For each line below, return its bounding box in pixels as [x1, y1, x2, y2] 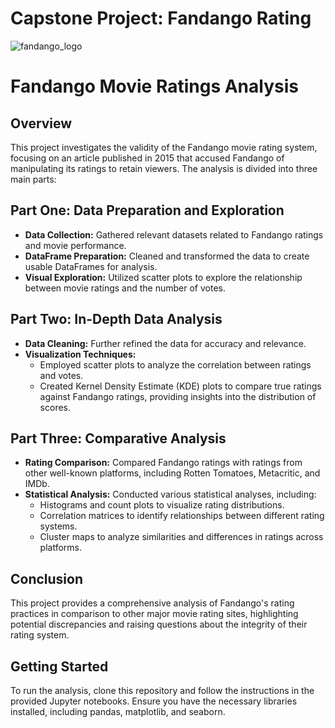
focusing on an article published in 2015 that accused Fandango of [10, 152, 285, 164]
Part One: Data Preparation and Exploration [10, 202, 285, 219]
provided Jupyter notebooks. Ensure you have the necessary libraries [10, 695, 298, 707]
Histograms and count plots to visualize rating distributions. [39, 499, 285, 511]
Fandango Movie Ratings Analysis [10, 75, 299, 98]
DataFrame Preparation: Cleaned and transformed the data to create [24, 250, 310, 262]
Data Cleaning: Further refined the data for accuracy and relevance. [24, 337, 307, 349]
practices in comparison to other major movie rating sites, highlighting [10, 608, 299, 620]
